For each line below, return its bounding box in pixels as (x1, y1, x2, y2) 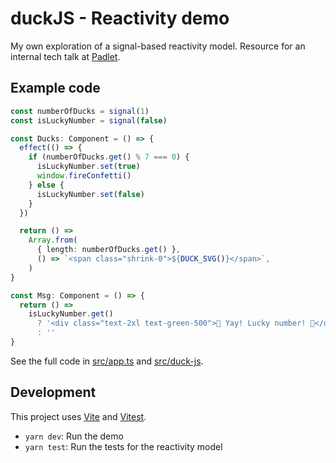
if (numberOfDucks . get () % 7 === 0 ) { (28, 152, 190, 162)
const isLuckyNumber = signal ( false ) (10, 115, 168, 126)
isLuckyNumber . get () (28, 309, 114, 319)
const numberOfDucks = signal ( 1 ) (10, 106, 150, 116)
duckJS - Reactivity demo (10, 7, 230, 30)
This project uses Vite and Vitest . (10, 410, 147, 422)
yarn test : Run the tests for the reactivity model (24, 440, 223, 452)
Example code (10, 80, 101, 97)
